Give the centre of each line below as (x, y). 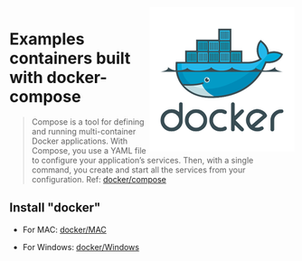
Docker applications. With (80, 141)
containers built (70, 58)
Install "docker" (55, 208)
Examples (47, 39)
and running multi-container (84, 131)
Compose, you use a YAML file (89, 150)
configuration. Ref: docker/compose (99, 179)
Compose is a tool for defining (88, 121)
